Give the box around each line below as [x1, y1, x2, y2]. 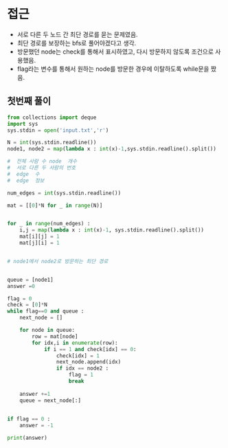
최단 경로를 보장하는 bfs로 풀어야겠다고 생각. [16, 38, 137, 47]
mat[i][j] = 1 [19, 233, 60, 240]
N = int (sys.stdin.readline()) [7, 139, 97, 146]
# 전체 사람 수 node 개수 [7, 158, 78, 165]
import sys [7, 120, 38, 127]
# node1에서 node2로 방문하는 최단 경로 [7, 258, 109, 265]
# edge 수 [7, 170, 40, 177]
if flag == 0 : [7, 416, 51, 423]
